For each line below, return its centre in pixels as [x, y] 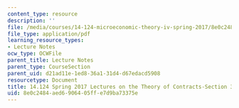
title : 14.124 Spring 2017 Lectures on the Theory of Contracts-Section [117, 87]
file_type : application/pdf [49, 34]
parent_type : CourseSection [49, 67]
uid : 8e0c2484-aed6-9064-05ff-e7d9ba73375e [73, 93]
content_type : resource [43, 14]
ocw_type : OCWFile [34, 54]
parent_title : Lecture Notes [51, 60]
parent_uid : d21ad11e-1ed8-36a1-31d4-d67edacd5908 [84, 73]
